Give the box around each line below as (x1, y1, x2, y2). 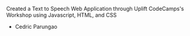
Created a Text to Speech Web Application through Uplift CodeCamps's (6, 5, 184, 12)
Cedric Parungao (14, 23, 57, 30)
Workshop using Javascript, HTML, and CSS (6, 11, 117, 19)
